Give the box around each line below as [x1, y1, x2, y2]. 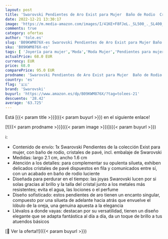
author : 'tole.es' [5, 36, 43, 41]
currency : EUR [5, 59, 35, 64]
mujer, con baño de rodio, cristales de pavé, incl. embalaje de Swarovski [12, 149, 162, 155]
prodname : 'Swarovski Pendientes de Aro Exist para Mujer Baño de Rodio [5, 73, 162, 78]
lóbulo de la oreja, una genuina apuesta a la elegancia [12, 202, 123, 208]
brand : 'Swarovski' [5, 86, 46, 92]
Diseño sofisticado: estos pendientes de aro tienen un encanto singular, [12, 192, 160, 198]
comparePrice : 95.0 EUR [5, 68, 55, 73]
